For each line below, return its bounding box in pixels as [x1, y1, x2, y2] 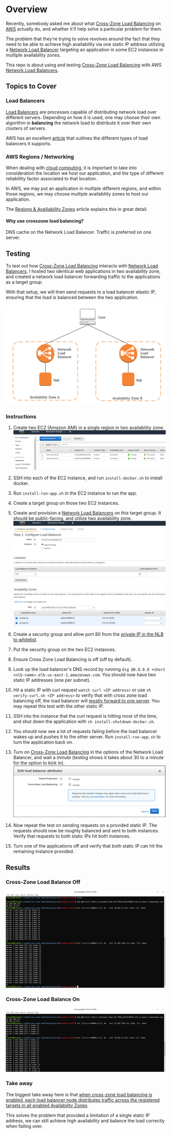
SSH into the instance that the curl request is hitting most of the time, [13, 713, 158, 719]
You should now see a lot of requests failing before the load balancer [13, 728, 158, 735]
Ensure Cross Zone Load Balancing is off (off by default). [13, 656, 132, 663]
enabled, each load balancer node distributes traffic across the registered [6, 1097, 160, 1103]
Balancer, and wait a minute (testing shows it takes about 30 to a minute [13, 754, 164, 761]
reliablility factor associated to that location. [6, 175, 97, 181]
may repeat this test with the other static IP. [13, 703, 105, 709]
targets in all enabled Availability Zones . [6, 1102, 89, 1109]
